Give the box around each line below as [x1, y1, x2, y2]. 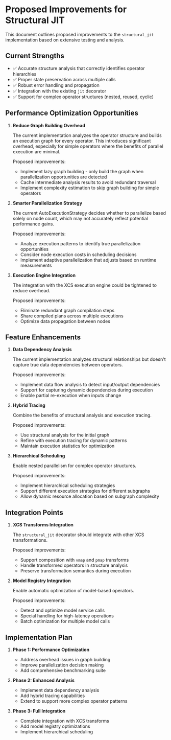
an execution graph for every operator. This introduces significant [12, 137, 151, 144]
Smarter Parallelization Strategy [12, 200, 83, 206]
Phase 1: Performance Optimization [12, 646, 90, 653]
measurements [20, 262, 52, 268]
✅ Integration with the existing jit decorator [12, 88, 106, 94]
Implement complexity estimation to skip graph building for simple [20, 184, 159, 191]
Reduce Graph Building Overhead [12, 122, 85, 128]
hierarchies [12, 71, 37, 77]
